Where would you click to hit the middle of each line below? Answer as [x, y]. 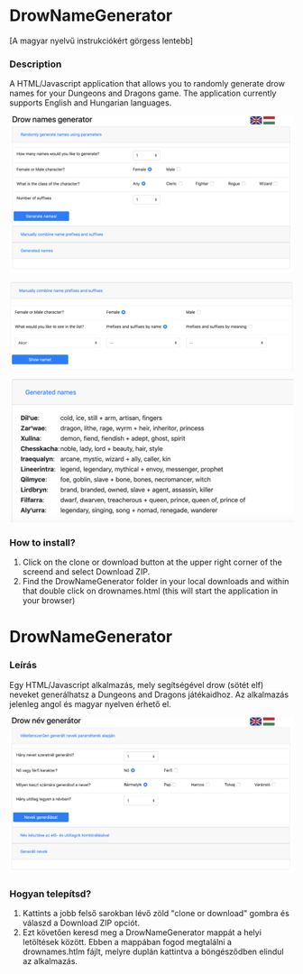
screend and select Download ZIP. [86, 572]
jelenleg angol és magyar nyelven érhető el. [90, 703]
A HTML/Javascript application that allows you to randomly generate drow [147, 84]
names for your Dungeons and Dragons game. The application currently [143, 93]
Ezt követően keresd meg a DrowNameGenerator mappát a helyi [142, 932]
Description [36, 64]
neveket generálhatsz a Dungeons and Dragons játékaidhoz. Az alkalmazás [149, 694]
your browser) [49, 601]
